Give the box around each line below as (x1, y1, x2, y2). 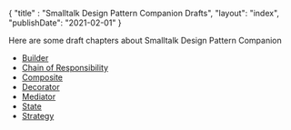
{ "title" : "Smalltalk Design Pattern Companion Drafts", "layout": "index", (8, 8, 279, 18)
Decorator (21, 82, 60, 92)
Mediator (21, 91, 56, 102)
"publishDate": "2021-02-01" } (8, 17, 122, 28)
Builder (21, 53, 49, 63)
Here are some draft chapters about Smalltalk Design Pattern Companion (8, 35, 283, 45)
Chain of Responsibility (21, 63, 109, 73)
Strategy (21, 111, 55, 121)
